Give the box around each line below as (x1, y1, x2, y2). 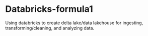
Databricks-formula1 (5, 3, 93, 15)
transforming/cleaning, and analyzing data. (5, 25, 95, 31)
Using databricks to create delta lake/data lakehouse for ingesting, (5, 20, 143, 26)
